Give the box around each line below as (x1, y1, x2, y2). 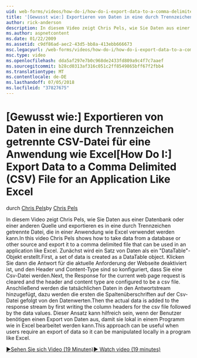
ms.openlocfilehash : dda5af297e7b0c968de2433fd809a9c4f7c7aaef (6, 58, 164, 63)
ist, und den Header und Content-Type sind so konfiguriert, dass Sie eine (6, 265, 183, 273)
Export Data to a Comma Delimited (6, 160, 177, 174)
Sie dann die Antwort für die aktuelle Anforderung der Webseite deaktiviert (6, 259, 187, 266)
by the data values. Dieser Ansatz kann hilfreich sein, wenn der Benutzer (6, 309, 182, 316)
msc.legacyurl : (6, 47, 43, 53)
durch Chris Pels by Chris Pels (6, 204, 78, 211)
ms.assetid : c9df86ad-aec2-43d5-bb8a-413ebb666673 (6, 42, 133, 48)
